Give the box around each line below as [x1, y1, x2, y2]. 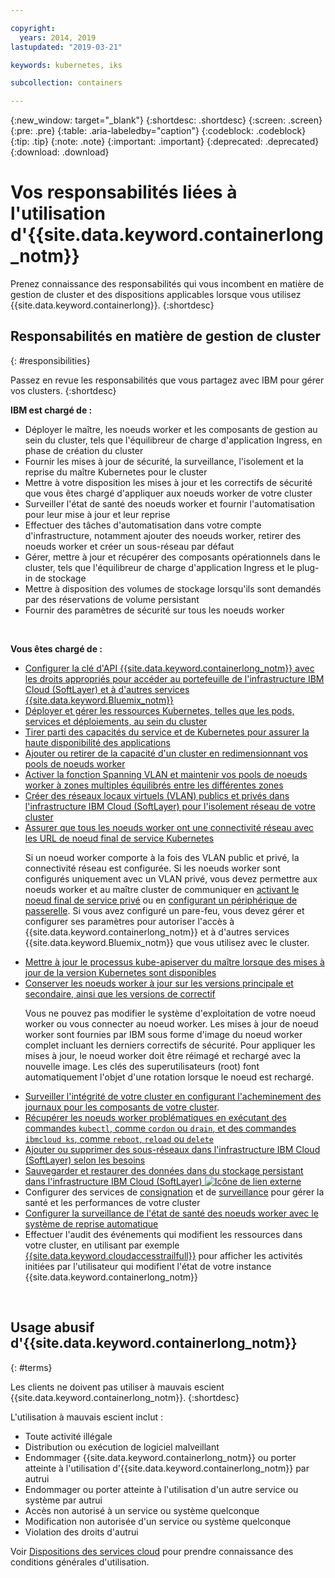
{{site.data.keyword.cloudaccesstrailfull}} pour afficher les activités [24, 1249, 303, 1261]
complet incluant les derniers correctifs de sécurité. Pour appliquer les [24, 1039, 316, 1051]
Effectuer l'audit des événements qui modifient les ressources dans [24, 1228, 303, 1240]
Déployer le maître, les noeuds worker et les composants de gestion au [24, 423, 318, 435]
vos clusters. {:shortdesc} [10, 384, 117, 396]
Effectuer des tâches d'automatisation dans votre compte [24, 519, 262, 531]
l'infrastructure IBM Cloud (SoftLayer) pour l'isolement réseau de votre [24, 800, 316, 812]
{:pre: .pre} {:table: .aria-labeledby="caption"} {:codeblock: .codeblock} [10, 125, 307, 137]
